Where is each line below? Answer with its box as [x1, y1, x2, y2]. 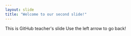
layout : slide [5, 7, 34, 12]
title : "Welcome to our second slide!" [5, 12, 87, 17]
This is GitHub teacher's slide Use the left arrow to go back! [5, 25, 127, 31]
